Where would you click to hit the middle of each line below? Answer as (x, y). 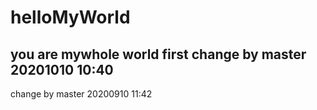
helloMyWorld (70, 17)
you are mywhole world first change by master (158, 54)
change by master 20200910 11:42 (81, 94)
